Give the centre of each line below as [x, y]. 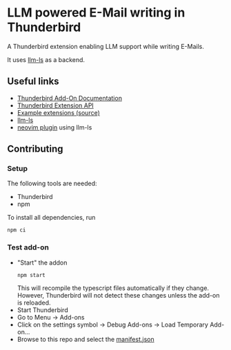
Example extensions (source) [58, 112]
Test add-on [28, 247]
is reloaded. [34, 302]
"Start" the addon [42, 262]
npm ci [17, 230]
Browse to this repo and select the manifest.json [86, 339]
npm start [31, 275]
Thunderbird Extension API [56, 105]
